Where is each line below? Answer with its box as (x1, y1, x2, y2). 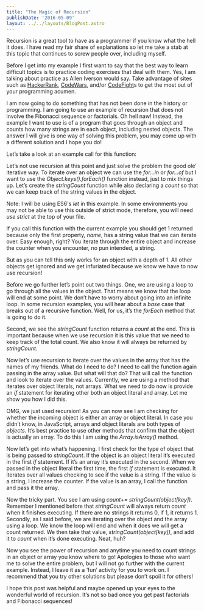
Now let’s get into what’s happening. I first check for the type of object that (6, 445, 194, 453)
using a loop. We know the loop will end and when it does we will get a (6, 522, 184, 529)
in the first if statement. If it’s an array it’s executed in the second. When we (6, 458, 195, 466)
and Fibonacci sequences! (6, 598, 73, 605)
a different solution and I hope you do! (6, 139, 102, 146)
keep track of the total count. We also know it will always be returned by (6, 338, 188, 346)
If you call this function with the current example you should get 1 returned (6, 225, 193, 232)
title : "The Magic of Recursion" (6, 9, 91, 15)
